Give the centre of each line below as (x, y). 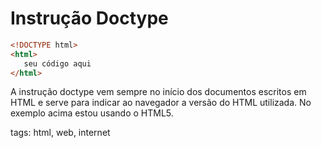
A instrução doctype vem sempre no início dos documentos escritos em (158, 92)
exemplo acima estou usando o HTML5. (92, 113)
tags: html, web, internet (60, 133)
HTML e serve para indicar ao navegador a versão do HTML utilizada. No (161, 103)
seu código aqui (57, 63)
